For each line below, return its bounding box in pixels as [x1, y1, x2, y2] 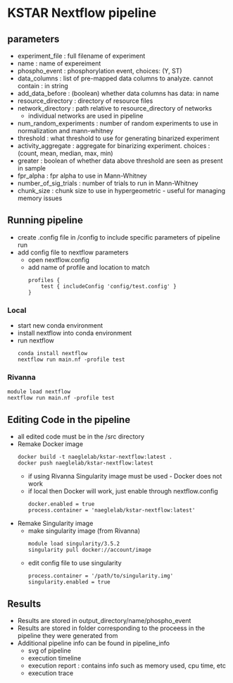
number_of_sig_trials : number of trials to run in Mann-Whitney [17, 179, 199, 187]
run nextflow [17, 336, 54, 345]
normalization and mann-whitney [17, 127, 114, 135]
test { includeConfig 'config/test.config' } [41, 283, 177, 290]
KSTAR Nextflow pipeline [7, 5, 157, 21]
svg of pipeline [27, 646, 72, 655]
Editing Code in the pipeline [7, 414, 131, 426]
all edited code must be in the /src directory [17, 432, 145, 441]
